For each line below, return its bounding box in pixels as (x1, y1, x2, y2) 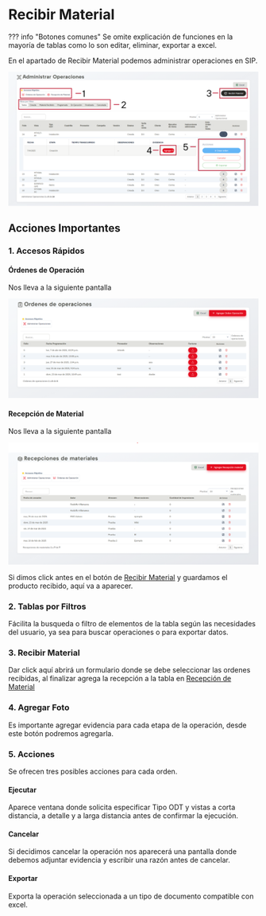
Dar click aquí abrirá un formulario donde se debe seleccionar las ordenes (8, 665, 251, 675)
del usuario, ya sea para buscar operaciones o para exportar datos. (8, 627, 229, 637)
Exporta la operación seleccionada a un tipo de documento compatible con (8, 891, 254, 901)
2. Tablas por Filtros (8, 601, 87, 612)
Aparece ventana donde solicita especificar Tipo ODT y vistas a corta (8, 802, 236, 813)
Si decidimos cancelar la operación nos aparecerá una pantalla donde (8, 847, 237, 856)
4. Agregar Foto (8, 702, 70, 713)
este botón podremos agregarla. (8, 728, 114, 738)
